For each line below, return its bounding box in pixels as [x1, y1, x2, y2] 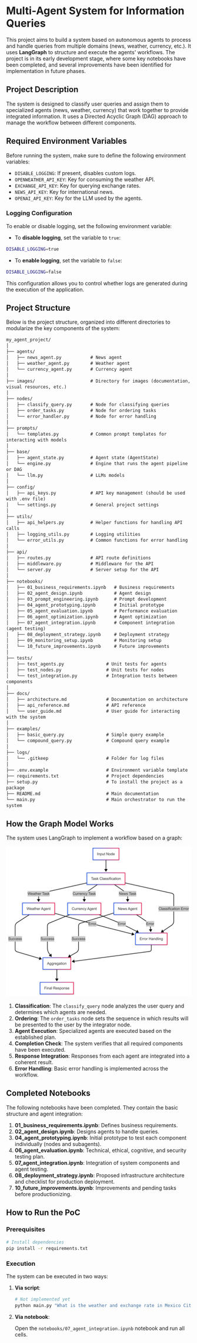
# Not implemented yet [14, 1296, 71, 1302]
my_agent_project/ [6, 337, 51, 343]
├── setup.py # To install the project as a [6, 779, 183, 785]
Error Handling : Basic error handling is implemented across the [14, 1065, 169, 1072]
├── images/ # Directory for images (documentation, [6, 378, 191, 384]
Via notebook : [14, 1314, 50, 1321]
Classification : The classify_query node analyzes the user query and [14, 1002, 185, 1009]
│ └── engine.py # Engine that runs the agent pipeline [6, 461, 188, 467]
